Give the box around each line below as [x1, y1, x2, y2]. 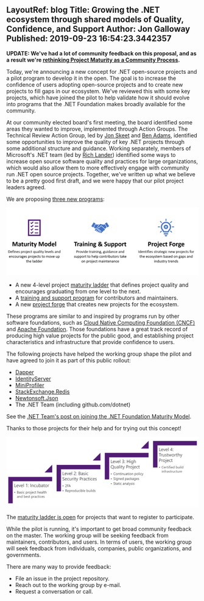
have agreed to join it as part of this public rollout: [6, 357, 131, 364]
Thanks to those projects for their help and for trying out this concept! [6, 425, 181, 432]
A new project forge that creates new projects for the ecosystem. [15, 301, 179, 308]
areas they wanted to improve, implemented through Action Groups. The [6, 125, 188, 132]
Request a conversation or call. [15, 588, 93, 596]
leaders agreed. [6, 183, 46, 191]
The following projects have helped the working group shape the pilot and [6, 350, 192, 358]
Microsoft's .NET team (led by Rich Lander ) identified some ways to [6, 151, 176, 158]
